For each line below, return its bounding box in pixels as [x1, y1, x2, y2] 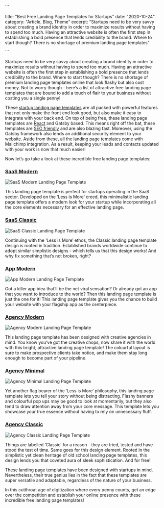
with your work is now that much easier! [5, 147, 86, 152]
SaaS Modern [5, 168, 38, 175]
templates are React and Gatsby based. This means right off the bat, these [5, 120, 155, 126]
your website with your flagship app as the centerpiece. [5, 301, 117, 307]
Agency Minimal [5, 367, 45, 374]
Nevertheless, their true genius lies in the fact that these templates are [5, 472, 147, 478]
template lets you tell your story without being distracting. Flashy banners [5, 393, 153, 399]
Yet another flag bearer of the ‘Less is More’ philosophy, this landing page [5, 388, 154, 394]
